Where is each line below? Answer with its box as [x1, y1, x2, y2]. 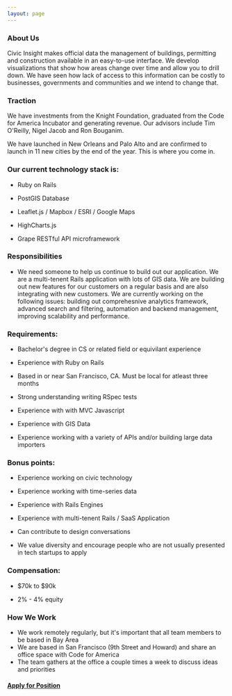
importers [17, 441, 46, 449]
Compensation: [7, 566, 61, 576]
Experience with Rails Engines [17, 501, 103, 509]
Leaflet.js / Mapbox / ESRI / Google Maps [17, 207, 135, 216]
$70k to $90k [17, 581, 56, 590]
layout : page [7, 10, 45, 17]
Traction [7, 95, 37, 105]
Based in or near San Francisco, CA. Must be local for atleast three [17, 372, 208, 380]
